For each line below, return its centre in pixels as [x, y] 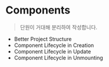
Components [38, 10]
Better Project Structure [43, 39]
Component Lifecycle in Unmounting [59, 58]
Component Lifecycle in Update [52, 51]
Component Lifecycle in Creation [54, 45]
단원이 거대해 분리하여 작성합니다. [59, 27]
